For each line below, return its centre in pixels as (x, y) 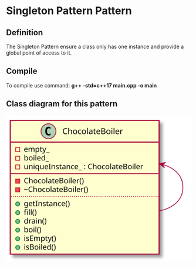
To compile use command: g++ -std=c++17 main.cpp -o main (82, 85)
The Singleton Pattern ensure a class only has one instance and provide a (95, 46)
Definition (24, 33)
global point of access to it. (39, 53)
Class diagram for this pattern (62, 104)
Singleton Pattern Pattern (69, 11)
